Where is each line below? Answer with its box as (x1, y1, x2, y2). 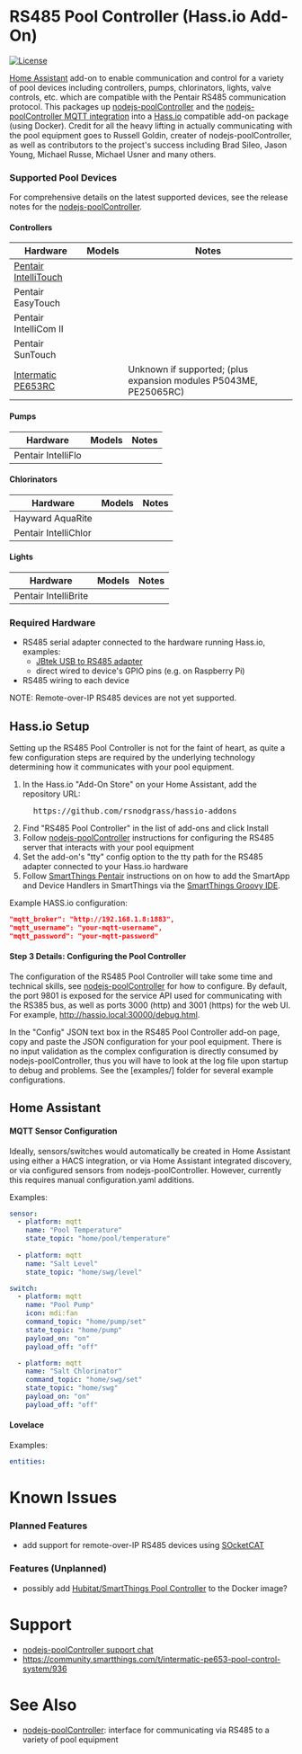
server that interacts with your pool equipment (22, 842, 195, 853)
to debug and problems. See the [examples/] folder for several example (9, 1064, 274, 1075)
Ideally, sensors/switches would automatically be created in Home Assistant (9, 1145, 291, 1156)
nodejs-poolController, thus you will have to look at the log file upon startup (9, 1055, 289, 1066)
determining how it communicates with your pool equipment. (9, 761, 235, 772)
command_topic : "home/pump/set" (25, 1317, 147, 1327)
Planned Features (9, 1519, 88, 1532)
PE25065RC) (128, 386, 185, 398)
